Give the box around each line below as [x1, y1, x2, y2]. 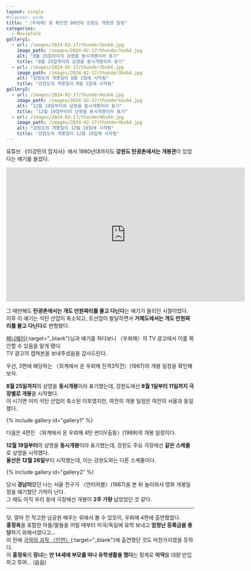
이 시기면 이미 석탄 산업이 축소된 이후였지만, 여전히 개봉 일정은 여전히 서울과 [6, 397, 183, 404]
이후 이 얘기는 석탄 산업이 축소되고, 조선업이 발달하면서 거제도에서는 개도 [6, 314, 175, 322]
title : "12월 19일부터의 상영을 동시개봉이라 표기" [17, 108, 128, 114]
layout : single [6, 8, 44, 15]
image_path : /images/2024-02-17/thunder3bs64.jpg [17, 70, 143, 76]
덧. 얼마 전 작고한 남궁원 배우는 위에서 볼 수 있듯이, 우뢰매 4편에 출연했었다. [6, 514, 181, 521]
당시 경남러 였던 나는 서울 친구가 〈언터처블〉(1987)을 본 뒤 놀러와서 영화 [6, 480, 175, 488]
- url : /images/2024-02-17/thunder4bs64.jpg [11, 114, 124, 120]
